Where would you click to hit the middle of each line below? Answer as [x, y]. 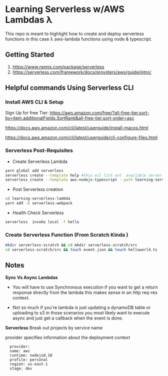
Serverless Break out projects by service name [54, 327]
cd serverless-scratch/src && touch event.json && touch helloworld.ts [81, 250]
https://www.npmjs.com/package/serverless [58, 66]
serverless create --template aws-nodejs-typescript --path [69, 180]
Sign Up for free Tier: [27, 113]
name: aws [20, 351]
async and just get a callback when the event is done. [68, 318]
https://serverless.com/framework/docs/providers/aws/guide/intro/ [82, 72]
